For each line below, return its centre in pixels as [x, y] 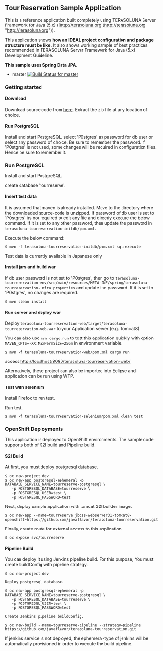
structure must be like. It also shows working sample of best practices [76, 45]
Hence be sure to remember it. [36, 153]
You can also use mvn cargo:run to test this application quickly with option [79, 338]
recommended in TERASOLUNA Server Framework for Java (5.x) [70, 50]
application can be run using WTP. [40, 376]
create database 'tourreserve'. [35, 185]
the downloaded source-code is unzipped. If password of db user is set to [80, 213]
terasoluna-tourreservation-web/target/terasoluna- [74, 324]
